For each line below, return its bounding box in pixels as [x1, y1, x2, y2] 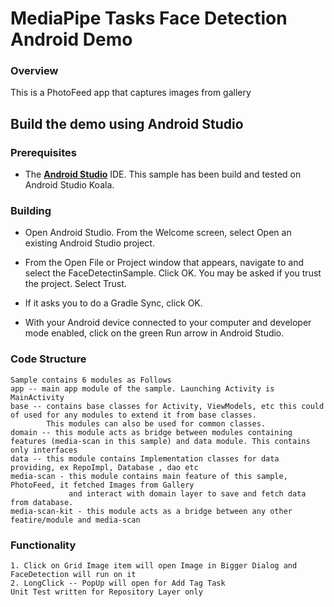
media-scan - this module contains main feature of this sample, [10, 471, 288, 481]
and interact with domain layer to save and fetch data [68, 488, 307, 499]
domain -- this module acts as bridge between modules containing [10, 427, 293, 437]
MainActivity [10, 392, 65, 402]
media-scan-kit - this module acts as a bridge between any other [10, 506, 293, 516]
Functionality [10, 538, 77, 552]
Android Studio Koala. [24, 179, 115, 191]
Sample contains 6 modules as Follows [10, 375, 172, 385]
